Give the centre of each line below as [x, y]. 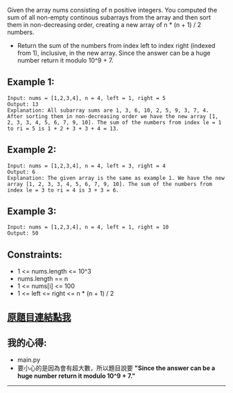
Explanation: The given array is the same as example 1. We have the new [116, 178]
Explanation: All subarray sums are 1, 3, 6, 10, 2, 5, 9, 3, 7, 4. [108, 110]
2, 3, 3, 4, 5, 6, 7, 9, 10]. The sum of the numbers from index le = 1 [114, 122]
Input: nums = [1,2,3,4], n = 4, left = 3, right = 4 [87, 166]
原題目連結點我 [39, 317]
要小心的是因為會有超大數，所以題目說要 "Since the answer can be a [116, 368]
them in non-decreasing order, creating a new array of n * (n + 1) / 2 [104, 25]
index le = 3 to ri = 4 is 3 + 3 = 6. [63, 190]
